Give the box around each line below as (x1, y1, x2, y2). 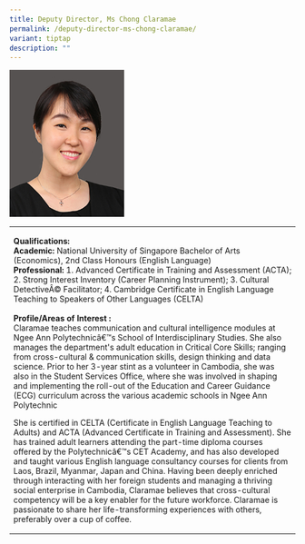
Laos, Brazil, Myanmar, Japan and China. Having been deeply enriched (13, 465, 279, 476)
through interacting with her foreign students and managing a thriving (13, 475, 273, 486)
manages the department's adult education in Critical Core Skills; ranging (13, 341, 287, 352)
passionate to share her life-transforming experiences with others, (13, 504, 262, 515)
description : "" (9, 44, 71, 53)
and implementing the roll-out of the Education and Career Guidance (13, 380, 271, 391)
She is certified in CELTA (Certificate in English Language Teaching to (13, 417, 272, 428)
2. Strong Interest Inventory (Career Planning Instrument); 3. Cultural (13, 273, 270, 285)
